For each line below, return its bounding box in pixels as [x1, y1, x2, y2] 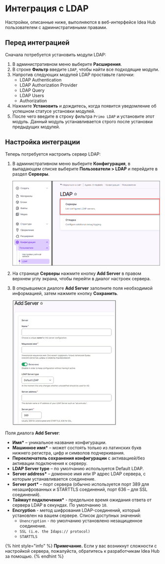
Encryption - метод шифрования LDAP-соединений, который [12, 508, 140, 513]
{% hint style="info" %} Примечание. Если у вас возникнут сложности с [5, 543, 157, 549]
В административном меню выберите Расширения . [12, 61, 122, 67]
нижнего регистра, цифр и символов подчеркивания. [12, 450, 125, 456]
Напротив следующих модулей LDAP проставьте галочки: [12, 72, 135, 78]
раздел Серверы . [12, 171, 50, 177]
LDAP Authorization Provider [19, 82, 78, 88]
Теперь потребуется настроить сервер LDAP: [5, 151, 101, 157]
